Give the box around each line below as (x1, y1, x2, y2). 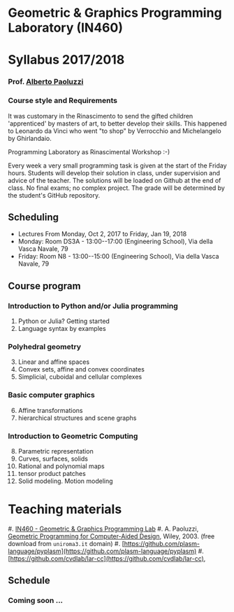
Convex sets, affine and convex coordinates (17, 365, 145, 374)
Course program (8, 280, 81, 292)
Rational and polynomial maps (17, 461, 105, 470)
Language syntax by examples (17, 325, 107, 333)
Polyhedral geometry (8, 342, 82, 352)
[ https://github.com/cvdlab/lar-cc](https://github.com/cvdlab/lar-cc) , (8, 554, 206, 562)
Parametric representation (17, 447, 94, 455)
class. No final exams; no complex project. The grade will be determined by (8, 184, 226, 192)
